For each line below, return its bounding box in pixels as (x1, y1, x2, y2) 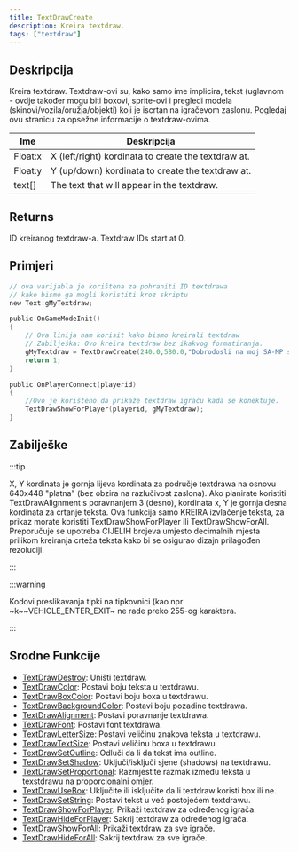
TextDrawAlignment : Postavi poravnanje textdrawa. (21, 709, 209, 720)
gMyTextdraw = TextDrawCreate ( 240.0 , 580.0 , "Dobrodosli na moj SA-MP (25, 347, 284, 356)
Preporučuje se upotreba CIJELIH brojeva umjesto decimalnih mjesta (9, 525, 261, 536)
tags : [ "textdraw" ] (9, 29, 82, 38)
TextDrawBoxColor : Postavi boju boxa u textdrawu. (21, 690, 208, 701)
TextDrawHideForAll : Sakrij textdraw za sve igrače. (21, 832, 208, 843)
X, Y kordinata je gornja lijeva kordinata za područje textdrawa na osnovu (9, 478, 277, 489)
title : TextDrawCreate (9, 12, 93, 22)
